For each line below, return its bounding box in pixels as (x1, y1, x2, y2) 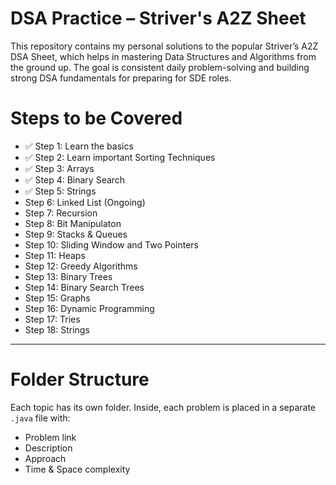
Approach (24, 452, 67, 464)
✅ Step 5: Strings (24, 185, 97, 197)
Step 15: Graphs (24, 292, 91, 304)
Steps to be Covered (10, 107, 183, 130)
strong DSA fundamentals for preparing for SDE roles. (10, 72, 232, 84)
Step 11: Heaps (24, 249, 86, 261)
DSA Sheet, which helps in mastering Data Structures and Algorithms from (10, 50, 317, 62)
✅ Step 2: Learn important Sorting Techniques (24, 151, 216, 163)
